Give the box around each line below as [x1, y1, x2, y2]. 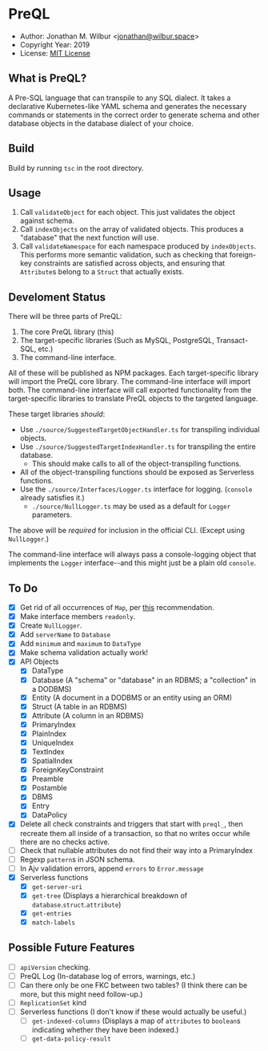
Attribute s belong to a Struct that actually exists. [19, 267, 184, 277]
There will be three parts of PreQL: [8, 312, 122, 321]
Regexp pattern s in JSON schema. [19, 855, 135, 864]
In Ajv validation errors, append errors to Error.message [19, 863, 204, 873]
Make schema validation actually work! [19, 648, 149, 657]
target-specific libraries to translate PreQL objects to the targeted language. [8, 394, 258, 403]
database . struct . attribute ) [31, 899, 122, 909]
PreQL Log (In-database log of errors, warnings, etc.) [19, 971, 196, 980]
